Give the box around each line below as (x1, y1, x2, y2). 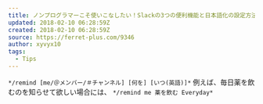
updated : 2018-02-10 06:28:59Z (8, 19, 110, 27)
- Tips (15, 56, 37, 63)
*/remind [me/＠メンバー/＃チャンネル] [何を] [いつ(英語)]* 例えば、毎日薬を (8, 77, 248, 87)
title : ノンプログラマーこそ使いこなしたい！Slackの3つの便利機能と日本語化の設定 (8, 11, 247, 20)
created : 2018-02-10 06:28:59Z (8, 26, 110, 34)
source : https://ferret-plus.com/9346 (8, 33, 135, 41)
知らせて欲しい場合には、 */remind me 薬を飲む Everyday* (28, 87, 214, 96)
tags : (8, 48, 26, 56)
